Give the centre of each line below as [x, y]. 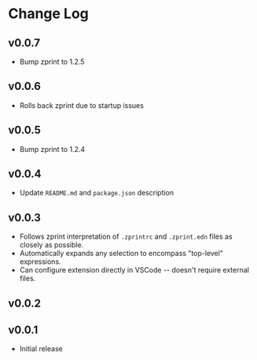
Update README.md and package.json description [97, 193]
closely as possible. [51, 245]
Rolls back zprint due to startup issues [81, 105]
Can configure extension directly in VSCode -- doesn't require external [134, 270]
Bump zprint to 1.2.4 [52, 149]
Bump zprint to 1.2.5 [52, 61]
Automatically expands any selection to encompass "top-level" [121, 254]
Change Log [48, 14]
